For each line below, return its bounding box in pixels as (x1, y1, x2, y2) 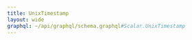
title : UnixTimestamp (7, 9, 69, 17)
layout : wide (7, 16, 45, 23)
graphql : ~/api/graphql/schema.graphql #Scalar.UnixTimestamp (7, 22, 186, 29)
